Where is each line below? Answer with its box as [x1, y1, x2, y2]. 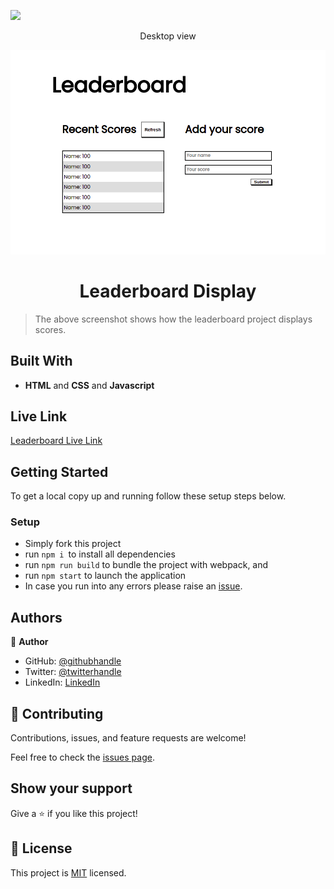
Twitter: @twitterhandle [24, 666, 122, 678]
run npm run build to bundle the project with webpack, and [24, 559, 269, 571]
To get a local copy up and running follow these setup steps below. [10, 490, 287, 502]
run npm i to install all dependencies [24, 548, 176, 560]
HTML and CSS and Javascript [24, 379, 155, 391]
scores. [34, 323, 67, 335]
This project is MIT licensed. [10, 866, 127, 879]
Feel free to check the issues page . [10, 751, 155, 764]
